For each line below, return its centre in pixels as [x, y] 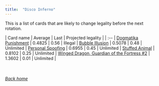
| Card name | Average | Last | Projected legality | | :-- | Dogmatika [72, 38]
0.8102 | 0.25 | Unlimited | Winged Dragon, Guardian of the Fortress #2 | [78, 53]
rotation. [13, 28]
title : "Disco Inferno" [30, 9]
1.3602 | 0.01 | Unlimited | [30, 58]
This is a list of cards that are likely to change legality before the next [74, 23]
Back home [17, 79]
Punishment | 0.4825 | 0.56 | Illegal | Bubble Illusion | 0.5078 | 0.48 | [74, 43]
